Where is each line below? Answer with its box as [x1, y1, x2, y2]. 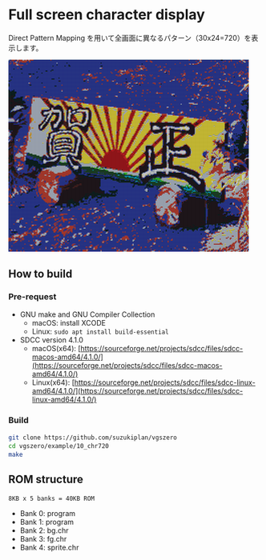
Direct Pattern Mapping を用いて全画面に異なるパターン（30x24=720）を [8, 33, 252, 42]
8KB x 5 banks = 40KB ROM [8, 494, 95, 503]
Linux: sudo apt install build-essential [31, 326, 170, 336]
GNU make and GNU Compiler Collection [19, 310, 155, 319]
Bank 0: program [19, 509, 76, 518]
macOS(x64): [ [31, 343, 82, 353]
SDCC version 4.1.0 [19, 334, 84, 345]
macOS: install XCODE [31, 318, 107, 327]
